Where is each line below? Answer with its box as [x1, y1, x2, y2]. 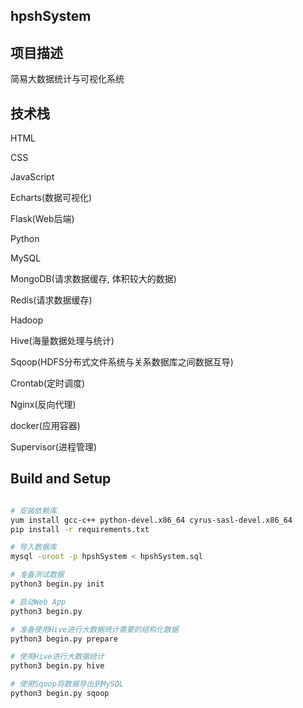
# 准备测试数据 [10, 570, 65, 580]
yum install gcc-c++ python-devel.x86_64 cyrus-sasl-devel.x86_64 [10, 515, 293, 525]
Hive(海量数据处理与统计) [10, 335, 115, 347]
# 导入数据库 [10, 542, 57, 553]
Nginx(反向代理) [10, 399, 77, 411]
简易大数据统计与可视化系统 [10, 73, 125, 85]
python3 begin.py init [10, 579, 105, 589]
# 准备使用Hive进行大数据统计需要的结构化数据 [10, 624, 179, 634]
